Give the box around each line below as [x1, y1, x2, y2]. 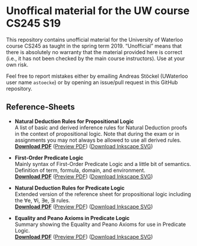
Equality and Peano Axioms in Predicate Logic [14, 214, 130, 221]
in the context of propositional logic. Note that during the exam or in [14, 130, 180, 137]
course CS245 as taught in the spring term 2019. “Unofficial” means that [6, 42, 182, 49]
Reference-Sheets [6, 102, 75, 112]
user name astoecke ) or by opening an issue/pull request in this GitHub [6, 78, 178, 86]
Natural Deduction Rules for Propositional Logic [14, 118, 134, 125]
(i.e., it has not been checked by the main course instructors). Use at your [6, 55, 185, 62]
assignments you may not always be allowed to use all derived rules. [14, 137, 182, 144]
